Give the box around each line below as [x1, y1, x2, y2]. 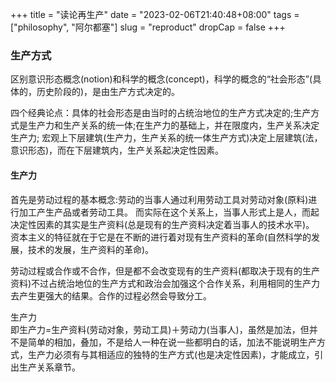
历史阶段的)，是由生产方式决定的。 [36, 86, 181, 98]
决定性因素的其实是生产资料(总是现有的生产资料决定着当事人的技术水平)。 [10, 218, 315, 230]
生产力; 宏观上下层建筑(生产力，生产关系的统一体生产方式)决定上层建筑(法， [10, 132, 323, 144]
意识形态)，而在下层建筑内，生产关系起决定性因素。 [10, 144, 225, 157]
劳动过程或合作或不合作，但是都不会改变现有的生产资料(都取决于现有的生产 [10, 264, 321, 277]
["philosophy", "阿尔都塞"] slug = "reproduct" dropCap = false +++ [10, 21, 286, 33]
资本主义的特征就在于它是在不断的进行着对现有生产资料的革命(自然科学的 [10, 231, 312, 243]
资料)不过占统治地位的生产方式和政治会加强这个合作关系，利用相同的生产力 [10, 277, 321, 289]
